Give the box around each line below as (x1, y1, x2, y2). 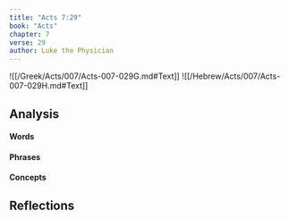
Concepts (9, 172, 47, 183)
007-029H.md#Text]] (9, 80, 89, 91)
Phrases (9, 151, 41, 162)
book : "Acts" (9, 21, 58, 30)
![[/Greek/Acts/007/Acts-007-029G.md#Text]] (9, 71, 181, 81)
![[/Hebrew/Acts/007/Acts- (182, 71, 281, 81)
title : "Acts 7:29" (9, 13, 82, 22)
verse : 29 (9, 38, 47, 47)
